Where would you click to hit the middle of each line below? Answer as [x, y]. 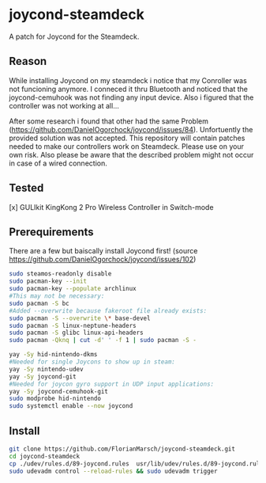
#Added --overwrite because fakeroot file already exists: [108, 310]
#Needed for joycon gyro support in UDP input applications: [112, 384]
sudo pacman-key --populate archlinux [73, 289]
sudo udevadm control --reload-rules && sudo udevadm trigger [113, 471]
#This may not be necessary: [57, 296]
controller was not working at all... [64, 105]
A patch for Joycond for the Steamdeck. [74, 36]
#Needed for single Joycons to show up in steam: [92, 362]
